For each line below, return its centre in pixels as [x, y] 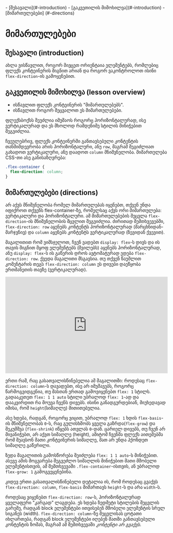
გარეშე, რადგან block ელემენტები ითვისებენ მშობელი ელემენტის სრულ [85, 508]
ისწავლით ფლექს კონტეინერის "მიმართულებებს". [68, 105]
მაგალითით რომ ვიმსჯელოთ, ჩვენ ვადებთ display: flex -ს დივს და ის [83, 242]
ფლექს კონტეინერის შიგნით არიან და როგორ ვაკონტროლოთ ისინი [81, 71]
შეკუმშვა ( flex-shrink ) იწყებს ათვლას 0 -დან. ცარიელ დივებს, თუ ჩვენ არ [85, 429]
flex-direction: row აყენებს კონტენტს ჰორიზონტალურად [69, 227]
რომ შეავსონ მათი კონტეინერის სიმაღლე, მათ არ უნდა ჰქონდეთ [77, 440]
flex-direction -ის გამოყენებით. [40, 76]
